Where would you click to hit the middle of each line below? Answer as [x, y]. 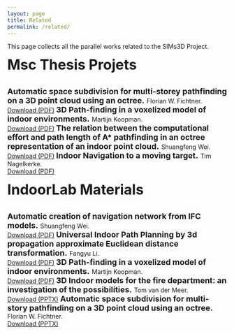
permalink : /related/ [39, 27]
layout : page [26, 14]
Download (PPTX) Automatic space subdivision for [96, 299]
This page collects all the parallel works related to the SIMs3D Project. [108, 47]
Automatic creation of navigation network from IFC [104, 216]
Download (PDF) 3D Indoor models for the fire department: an [117, 281]
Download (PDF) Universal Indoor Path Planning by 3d [102, 235]
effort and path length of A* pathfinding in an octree [106, 137]
